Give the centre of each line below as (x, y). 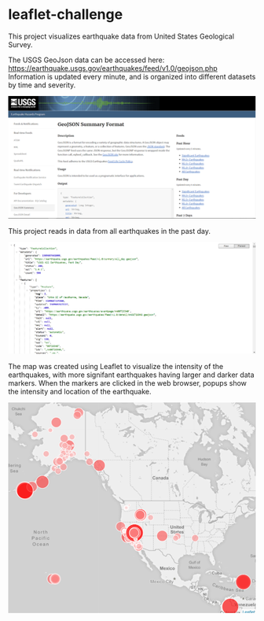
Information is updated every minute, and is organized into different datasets (132, 76)
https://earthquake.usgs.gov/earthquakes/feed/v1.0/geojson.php (113, 68)
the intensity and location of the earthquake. (80, 392)
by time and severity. (42, 85)
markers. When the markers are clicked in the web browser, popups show (128, 383)
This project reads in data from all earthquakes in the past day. (109, 231)
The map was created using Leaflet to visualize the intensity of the (116, 367)
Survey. (20, 44)
